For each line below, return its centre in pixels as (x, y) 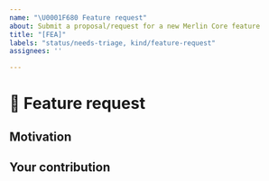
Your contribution (60, 167)
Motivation (41, 136)
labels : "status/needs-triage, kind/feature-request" (113, 43)
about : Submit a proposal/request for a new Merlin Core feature (134, 26)
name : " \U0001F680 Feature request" (78, 18)
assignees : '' (36, 51)
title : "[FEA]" (38, 34)
